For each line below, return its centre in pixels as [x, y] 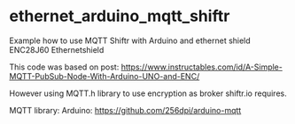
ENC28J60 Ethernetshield [57, 49]
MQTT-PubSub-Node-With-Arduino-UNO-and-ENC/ [105, 76]
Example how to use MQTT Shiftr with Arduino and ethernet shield [130, 40]
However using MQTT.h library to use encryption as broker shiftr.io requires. [148, 93]
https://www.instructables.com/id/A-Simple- [202, 67]
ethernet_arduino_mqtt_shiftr [120, 16]
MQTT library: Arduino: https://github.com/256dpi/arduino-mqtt [125, 110]
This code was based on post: [64, 67]
